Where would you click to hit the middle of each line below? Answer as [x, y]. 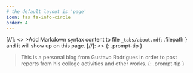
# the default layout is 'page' [46, 12]
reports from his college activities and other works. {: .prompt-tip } [103, 64]
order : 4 [17, 23]
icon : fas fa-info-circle [38, 17]
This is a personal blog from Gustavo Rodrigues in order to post [99, 58]
